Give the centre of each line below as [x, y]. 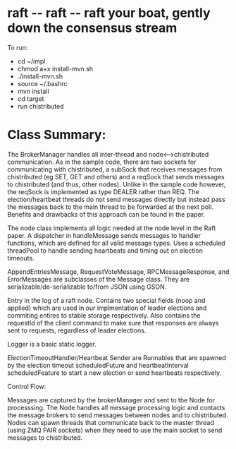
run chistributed [41, 106]
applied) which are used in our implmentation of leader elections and [107, 308]
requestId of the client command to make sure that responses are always [113, 323]
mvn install [33, 91]
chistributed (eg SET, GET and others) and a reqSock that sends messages [116, 176]
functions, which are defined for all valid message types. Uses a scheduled [116, 243]
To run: [18, 47]
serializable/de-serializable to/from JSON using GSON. [87, 287]
